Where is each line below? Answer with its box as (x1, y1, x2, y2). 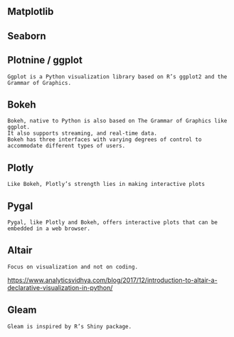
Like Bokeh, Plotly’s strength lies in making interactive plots (7, 181, 205, 188)
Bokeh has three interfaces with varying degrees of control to (7, 136, 202, 143)
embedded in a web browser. (7, 225, 91, 232)
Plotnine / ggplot (7, 54, 83, 66)
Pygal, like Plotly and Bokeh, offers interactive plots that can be (7, 219, 218, 227)
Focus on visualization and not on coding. (7, 263, 139, 270)
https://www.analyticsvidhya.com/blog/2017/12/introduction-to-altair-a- (7, 276, 218, 284)
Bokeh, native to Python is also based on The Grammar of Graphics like (7, 118, 228, 125)
